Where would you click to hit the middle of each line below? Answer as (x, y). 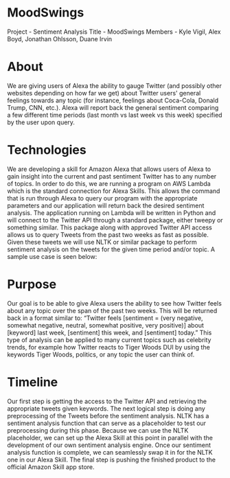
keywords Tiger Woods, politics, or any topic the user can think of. (101, 354)
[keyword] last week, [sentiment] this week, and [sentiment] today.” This (110, 332)
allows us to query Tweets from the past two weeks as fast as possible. (108, 234)
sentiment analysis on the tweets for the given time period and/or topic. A (111, 249)
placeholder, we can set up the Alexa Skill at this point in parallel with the (110, 437)
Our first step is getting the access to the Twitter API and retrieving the (107, 401)
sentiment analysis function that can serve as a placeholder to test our (107, 423)
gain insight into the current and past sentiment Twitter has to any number (112, 176)
